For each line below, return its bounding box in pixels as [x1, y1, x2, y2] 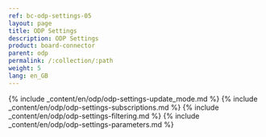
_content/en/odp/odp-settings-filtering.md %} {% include [8, 110, 200, 121]
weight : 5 [8, 64, 42, 73]
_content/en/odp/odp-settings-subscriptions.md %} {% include [8, 102, 219, 112]
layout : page [8, 19, 52, 27]
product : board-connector [8, 42, 95, 50]
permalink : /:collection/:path [8, 57, 114, 65]
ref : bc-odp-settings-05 [8, 11, 92, 20]
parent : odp [8, 49, 48, 57]
